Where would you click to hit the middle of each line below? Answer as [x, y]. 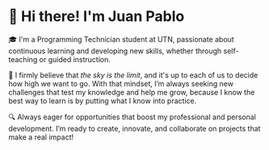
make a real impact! [41, 137]
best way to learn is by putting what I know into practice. [103, 101]
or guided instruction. [75, 59]
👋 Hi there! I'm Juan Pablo [97, 17]
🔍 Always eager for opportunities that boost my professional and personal [132, 117]
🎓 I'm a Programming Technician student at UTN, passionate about [121, 39]
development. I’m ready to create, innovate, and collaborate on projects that [134, 128]
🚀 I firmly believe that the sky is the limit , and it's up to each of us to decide [133, 75]
